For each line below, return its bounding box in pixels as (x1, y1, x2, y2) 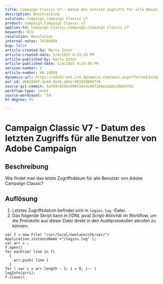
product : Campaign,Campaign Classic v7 (5, 20, 86, 26)
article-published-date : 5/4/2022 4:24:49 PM (5, 61, 98, 66)
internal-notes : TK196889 (5, 39, 57, 44)
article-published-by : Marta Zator (5, 57, 77, 62)
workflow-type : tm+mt (5, 88, 49, 93)
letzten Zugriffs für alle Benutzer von (5, 133, 157, 144)
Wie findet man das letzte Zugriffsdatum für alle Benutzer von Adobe (5, 175, 143, 181)
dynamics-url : (5, 75, 34, 80)
